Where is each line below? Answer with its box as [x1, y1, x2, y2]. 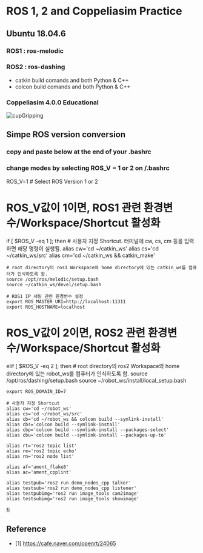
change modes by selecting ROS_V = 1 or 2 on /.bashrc [6, 164, 170, 172]
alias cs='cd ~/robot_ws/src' [6, 411, 83, 417]
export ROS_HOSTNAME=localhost [6, 304, 85, 310]
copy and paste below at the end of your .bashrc [6, 147, 151, 156]
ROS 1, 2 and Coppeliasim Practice [6, 4, 182, 18]
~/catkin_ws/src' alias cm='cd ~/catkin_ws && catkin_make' [6, 252, 156, 259]
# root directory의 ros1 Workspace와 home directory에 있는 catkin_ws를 [6, 264, 186, 270]
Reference [6, 523, 47, 534]
